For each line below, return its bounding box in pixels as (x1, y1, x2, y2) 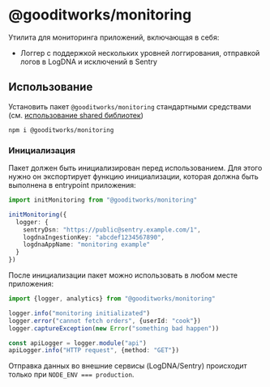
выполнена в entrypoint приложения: (8, 181, 136, 190)
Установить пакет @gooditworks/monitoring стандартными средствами (8, 101, 251, 111)
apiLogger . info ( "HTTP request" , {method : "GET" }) (8, 347, 180, 355)
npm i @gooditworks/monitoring (8, 125, 114, 134)
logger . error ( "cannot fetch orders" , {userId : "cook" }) (8, 317, 201, 325)
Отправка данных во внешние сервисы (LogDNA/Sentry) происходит (8, 361, 247, 371)
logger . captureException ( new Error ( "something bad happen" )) (8, 324, 220, 333)
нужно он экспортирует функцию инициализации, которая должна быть (8, 172, 259, 181)
